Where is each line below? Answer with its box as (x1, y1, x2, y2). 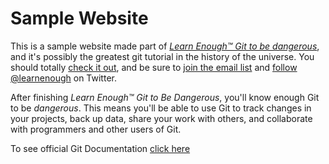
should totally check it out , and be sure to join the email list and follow (10, 61, 298, 73)
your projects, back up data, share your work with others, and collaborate (10, 112, 313, 124)
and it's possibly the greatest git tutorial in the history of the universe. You (10, 50, 315, 62)
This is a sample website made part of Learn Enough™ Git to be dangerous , (10, 40, 320, 52)
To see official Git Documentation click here (10, 142, 191, 154)
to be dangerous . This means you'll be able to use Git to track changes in (10, 102, 312, 114)
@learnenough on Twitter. (10, 72, 117, 84)
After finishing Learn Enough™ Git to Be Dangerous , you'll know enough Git (10, 91, 320, 103)
